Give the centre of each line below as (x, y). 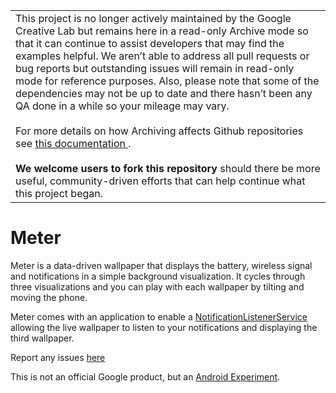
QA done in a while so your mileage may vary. (122, 106)
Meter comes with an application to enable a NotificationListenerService (159, 316)
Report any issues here (58, 357)
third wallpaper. (42, 338)
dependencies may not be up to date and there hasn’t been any (164, 93)
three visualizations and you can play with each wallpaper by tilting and (157, 286)
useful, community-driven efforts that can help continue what (160, 181)
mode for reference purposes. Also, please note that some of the (167, 81)
